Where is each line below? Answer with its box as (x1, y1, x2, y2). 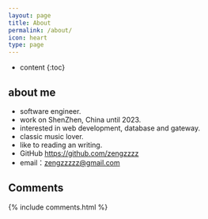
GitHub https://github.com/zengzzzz (19, 148, 139, 158)
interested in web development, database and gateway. (19, 123, 200, 133)
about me (8, 85, 56, 99)
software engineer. (19, 106, 81, 115)
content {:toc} (19, 62, 66, 72)
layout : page (8, 11, 51, 20)
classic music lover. (19, 131, 85, 141)
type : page (8, 41, 44, 49)
